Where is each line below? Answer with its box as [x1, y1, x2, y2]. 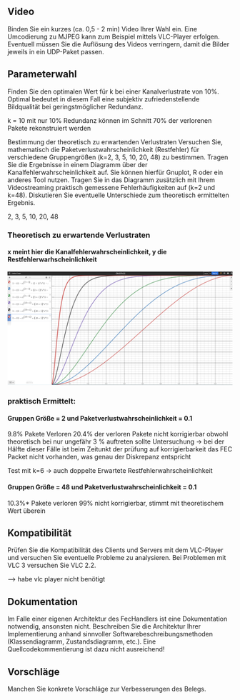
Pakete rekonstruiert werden [7, 124, 91, 132]
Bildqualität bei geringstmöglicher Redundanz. [7, 102, 144, 111]
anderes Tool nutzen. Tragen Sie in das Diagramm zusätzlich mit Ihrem [7, 175, 216, 184]
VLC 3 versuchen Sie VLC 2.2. [7, 561, 96, 570]
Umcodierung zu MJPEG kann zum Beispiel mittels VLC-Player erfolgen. [7, 32, 220, 41]
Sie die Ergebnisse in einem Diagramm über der [7, 160, 148, 169]
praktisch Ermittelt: [7, 396, 76, 406]
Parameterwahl [7, 68, 77, 81]
